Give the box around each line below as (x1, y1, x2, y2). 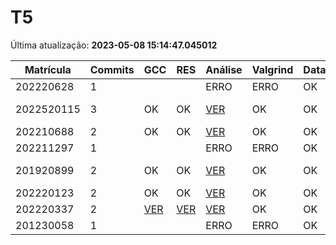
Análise (205, 62, 243, 76)
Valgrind (251, 62, 294, 76)
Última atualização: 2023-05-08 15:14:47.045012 (10, 39, 218, 51)
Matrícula (24, 62, 72, 76)
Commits (89, 62, 135, 76)
